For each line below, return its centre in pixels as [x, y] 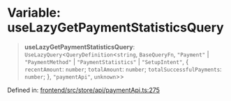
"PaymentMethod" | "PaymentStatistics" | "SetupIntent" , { [106, 61]
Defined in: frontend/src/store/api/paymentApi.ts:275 [84, 90]
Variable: [34, 13]
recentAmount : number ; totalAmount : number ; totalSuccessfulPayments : [123, 69]
